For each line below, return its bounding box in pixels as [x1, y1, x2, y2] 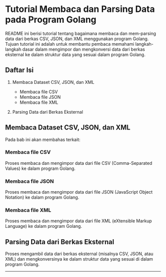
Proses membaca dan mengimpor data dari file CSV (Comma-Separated [5, 160, 152, 166]
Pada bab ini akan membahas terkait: [5, 137, 81, 142]
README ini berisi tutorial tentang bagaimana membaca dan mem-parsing [5, 30, 157, 36]
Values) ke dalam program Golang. [5, 165, 76, 171]
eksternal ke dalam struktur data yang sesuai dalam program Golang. [5, 51, 146, 58]
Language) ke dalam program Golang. [5, 223, 83, 229]
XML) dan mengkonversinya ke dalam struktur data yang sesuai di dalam [5, 256, 153, 262]
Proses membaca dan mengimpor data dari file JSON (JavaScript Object [5, 189, 153, 195]
